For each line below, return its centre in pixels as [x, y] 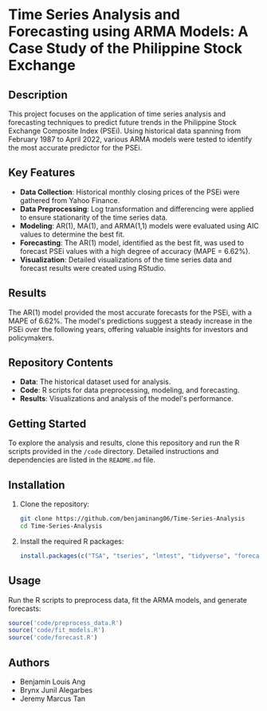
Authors [29, 662]
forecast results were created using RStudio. [93, 268]
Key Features [42, 173]
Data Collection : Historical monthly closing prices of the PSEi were [130, 192]
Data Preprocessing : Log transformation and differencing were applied [137, 209]
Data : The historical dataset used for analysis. [95, 382]
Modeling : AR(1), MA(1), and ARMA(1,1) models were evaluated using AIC [139, 225]
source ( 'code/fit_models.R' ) [57, 631]
